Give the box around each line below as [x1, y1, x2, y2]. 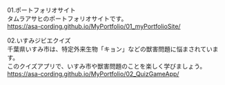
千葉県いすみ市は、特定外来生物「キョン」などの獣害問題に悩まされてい [7, 45, 213, 53]
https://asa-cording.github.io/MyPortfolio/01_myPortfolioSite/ [7, 23, 181, 30]
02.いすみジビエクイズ [7, 36, 71, 45]
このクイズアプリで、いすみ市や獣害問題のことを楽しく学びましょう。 [7, 62, 206, 70]
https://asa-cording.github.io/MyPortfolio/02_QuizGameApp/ [7, 70, 179, 77]
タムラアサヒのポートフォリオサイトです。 [7, 14, 128, 23]
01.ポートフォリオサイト [7, 6, 76, 14]
